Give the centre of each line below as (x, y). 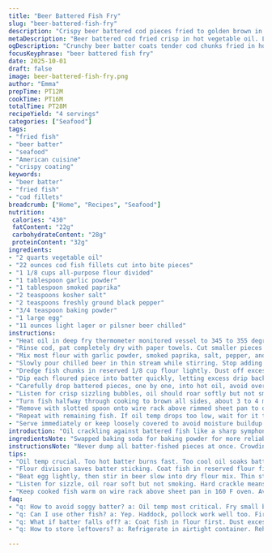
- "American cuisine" (45, 159)
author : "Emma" (34, 84)
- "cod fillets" (36, 197)
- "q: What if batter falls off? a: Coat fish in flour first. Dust (126, 522)
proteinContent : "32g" (50, 243)
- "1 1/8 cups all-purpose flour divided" (81, 273)
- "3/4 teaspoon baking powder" (63, 310)
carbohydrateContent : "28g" (59, 235)
